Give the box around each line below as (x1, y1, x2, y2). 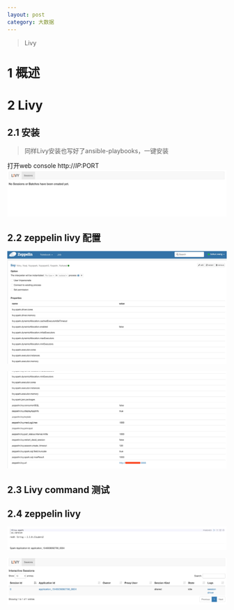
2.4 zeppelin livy (7, 508, 81, 519)
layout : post (7, 11, 45, 18)
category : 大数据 (7, 18, 54, 26)
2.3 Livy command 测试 (7, 484, 110, 496)
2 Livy (7, 97, 43, 113)
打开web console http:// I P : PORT (7, 161, 100, 170)
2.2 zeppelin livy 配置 (7, 232, 101, 244)
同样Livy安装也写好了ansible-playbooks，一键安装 (24, 146, 169, 155)
